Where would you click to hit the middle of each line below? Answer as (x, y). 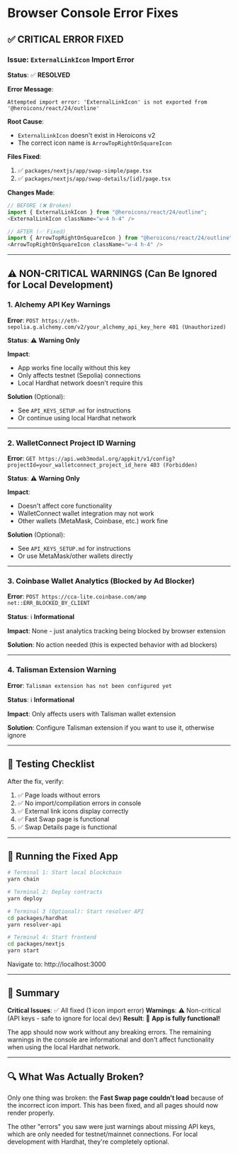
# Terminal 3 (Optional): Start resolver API (75, 911)
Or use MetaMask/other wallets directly (75, 556)
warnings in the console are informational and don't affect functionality (111, 1039)
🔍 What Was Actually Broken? (76, 1077)
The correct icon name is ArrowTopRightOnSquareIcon (95, 143)
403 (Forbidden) (174, 465)
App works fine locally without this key (74, 368)
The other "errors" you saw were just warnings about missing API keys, (112, 1126)
